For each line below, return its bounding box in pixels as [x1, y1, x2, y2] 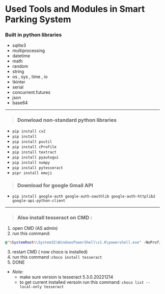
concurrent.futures [12, 89, 51, 95]
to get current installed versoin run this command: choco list [19, 279, 144, 285]
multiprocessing [12, 48, 45, 53]
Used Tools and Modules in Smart [5, 3, 145, 15]
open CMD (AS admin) [12, 225, 58, 231]
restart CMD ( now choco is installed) [12, 249, 88, 255]
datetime [12, 53, 30, 59]
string [12, 69, 25, 75]
